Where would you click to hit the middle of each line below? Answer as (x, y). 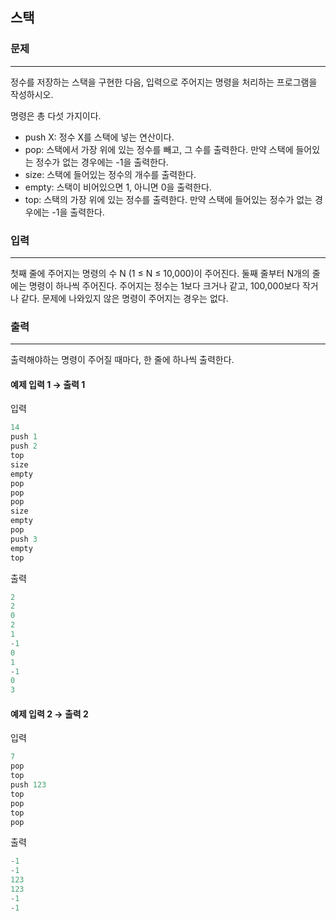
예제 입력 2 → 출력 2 (49, 714)
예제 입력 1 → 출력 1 (48, 384)
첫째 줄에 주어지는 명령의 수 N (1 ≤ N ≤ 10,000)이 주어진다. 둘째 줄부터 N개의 (160, 273)
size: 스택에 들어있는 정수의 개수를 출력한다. (110, 174)
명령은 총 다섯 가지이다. (56, 115)
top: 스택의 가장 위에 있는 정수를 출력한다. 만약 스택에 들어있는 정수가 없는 (168, 199)
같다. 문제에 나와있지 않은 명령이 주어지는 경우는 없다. (124, 298)
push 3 (24, 539)
